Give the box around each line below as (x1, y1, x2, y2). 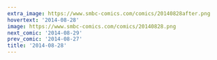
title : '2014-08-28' (7, 42, 68, 49)
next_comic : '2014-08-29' (7, 29, 82, 37)
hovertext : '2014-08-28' (7, 17, 80, 23)
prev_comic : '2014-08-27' (7, 36, 82, 43)
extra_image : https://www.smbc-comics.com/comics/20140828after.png (7, 10, 211, 17)
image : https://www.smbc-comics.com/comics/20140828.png (7, 23, 177, 30)
